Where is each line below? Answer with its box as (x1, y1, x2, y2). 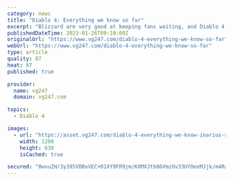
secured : (7, 164, 33, 171)
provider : (7, 80, 36, 87)
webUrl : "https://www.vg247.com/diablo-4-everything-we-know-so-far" (7, 42, 213, 49)
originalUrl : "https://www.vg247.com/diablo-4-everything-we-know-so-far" (7, 36, 228, 43)
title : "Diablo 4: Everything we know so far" (7, 17, 144, 24)
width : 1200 (19, 138, 54, 145)
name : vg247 (13, 87, 49, 94)
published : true (7, 68, 54, 75)
